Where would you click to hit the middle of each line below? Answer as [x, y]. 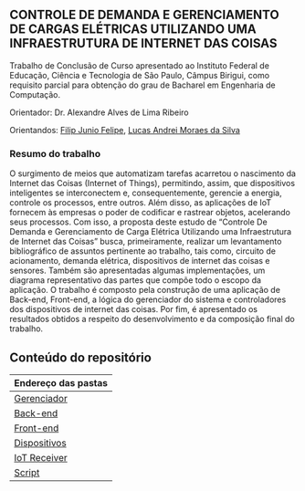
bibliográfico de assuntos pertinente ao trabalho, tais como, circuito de [143, 251]
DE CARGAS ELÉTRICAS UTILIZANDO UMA [133, 30]
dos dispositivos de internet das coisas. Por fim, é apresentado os [134, 309]
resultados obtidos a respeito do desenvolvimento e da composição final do [152, 319]
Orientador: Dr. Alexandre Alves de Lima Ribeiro [99, 112]
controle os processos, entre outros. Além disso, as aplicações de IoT [141, 203]
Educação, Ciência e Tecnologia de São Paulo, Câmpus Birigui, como [140, 75]
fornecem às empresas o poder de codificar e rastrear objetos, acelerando [150, 213]
